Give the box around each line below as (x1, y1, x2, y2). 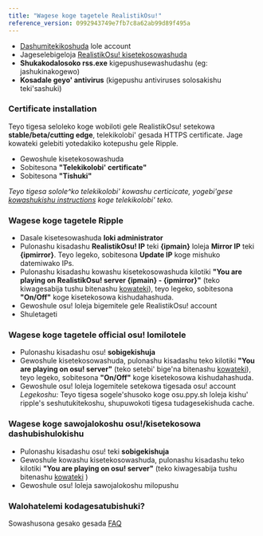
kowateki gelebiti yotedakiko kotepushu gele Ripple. (8, 138, 179, 148)
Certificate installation (8, 103, 97, 114)
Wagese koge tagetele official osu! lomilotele (8, 329, 186, 340)
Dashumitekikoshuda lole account (19, 41, 131, 50)
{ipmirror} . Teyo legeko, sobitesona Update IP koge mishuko (19, 250, 221, 260)
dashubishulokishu (8, 428, 84, 439)
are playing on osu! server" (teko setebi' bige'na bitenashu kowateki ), (19, 364, 251, 374)
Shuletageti (19, 309, 58, 320)
